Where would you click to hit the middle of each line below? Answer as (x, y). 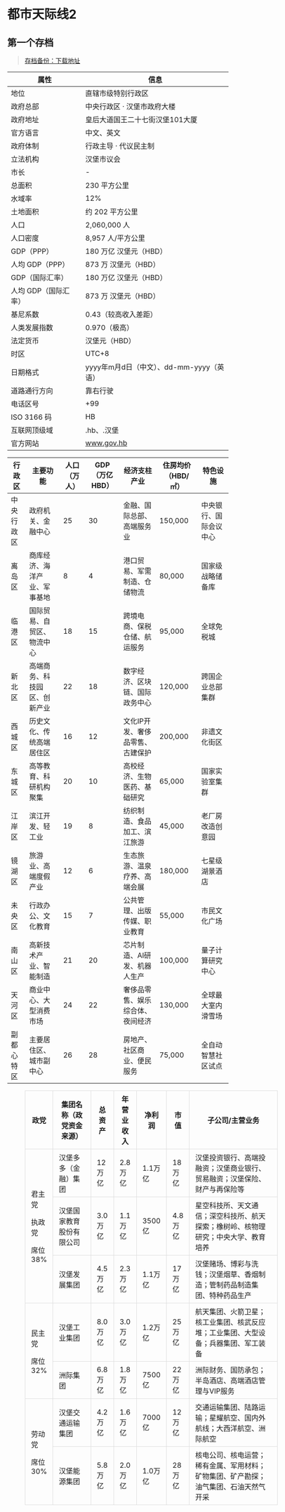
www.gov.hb (106, 443)
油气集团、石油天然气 (231, 1487)
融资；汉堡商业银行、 (231, 1168)
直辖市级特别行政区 (117, 93)
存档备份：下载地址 (52, 61)
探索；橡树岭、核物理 (231, 1227)
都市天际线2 (42, 14)
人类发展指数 (32, 327)
